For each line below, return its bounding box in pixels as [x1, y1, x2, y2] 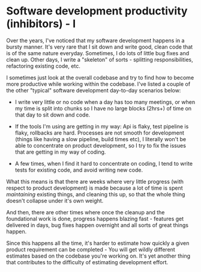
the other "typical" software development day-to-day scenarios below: [6, 86, 181, 94]
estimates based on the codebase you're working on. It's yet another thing [6, 252, 191, 259]
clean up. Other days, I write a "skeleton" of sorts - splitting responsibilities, [6, 56, 193, 63]
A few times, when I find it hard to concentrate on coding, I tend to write [14, 160, 193, 167]
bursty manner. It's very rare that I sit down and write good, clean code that [6, 43, 193, 50]
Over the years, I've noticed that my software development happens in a [6, 37, 185, 44]
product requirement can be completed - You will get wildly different [6, 246, 175, 253]
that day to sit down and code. [14, 111, 91, 118]
